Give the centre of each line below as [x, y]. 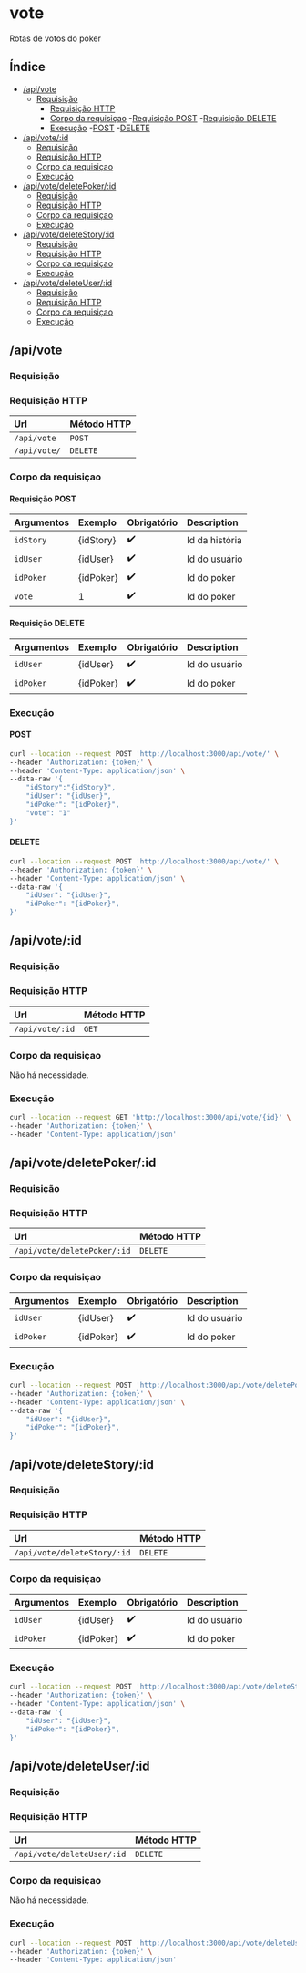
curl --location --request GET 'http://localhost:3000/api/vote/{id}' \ [150, 1118]
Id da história [214, 540]
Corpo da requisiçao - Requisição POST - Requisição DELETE [163, 118]
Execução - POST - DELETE [100, 128]
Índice [27, 67]
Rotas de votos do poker [56, 38]
